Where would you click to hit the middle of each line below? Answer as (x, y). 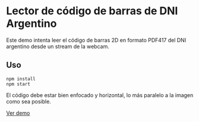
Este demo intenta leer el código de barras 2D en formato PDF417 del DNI (96, 40)
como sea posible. (29, 101)
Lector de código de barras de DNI (92, 11)
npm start (18, 84)
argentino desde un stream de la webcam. (58, 46)
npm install (21, 79)
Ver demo (18, 113)
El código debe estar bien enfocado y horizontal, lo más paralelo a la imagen (100, 95)
